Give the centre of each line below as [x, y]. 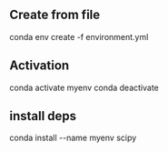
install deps [43, 116]
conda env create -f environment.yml [79, 36]
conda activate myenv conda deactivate [84, 87]
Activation [40, 66]
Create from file [55, 15]
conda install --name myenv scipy [73, 138]
